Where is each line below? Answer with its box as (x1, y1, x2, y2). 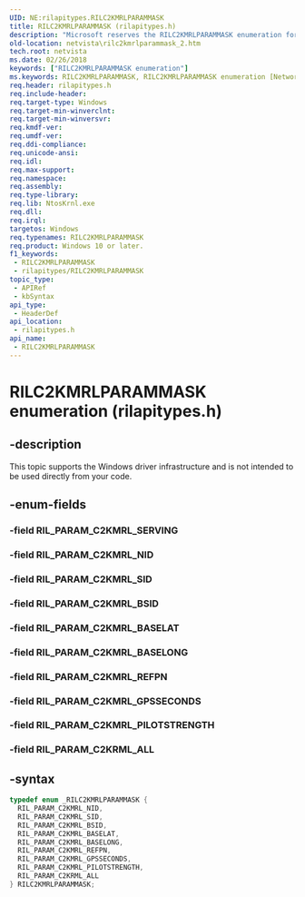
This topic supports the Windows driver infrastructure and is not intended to (9, 460, 294, 472)
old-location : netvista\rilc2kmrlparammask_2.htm (9, 38, 202, 48)
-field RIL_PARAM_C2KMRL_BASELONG (9, 646, 189, 658)
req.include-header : (9, 89, 88, 98)
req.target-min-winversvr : (9, 114, 112, 123)
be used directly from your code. (9, 470, 133, 481)
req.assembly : (9, 182, 64, 192)
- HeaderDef (13, 309, 59, 318)
